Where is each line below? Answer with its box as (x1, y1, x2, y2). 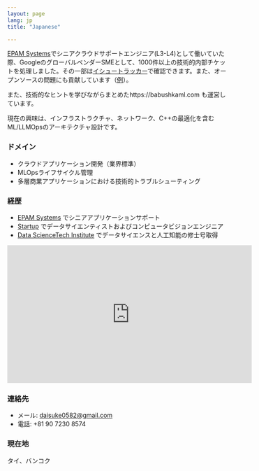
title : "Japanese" (7, 23, 61, 30)
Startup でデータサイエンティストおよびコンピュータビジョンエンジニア (17, 222, 224, 230)
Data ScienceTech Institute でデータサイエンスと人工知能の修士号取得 (17, 230, 219, 239)
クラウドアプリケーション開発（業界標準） (17, 159, 140, 168)
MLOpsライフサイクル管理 (17, 168, 93, 176)
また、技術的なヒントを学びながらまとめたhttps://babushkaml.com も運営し (7, 90, 226, 99)
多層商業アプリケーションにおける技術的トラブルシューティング (17, 176, 201, 185)
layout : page (7, 10, 45, 17)
